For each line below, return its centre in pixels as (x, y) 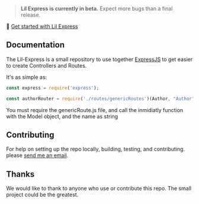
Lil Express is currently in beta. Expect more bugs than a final (97, 9)
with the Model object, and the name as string (62, 116)
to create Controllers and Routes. (46, 65)
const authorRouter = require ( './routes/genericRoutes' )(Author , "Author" (100, 98)
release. (31, 15)
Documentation (36, 45)
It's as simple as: (27, 77)
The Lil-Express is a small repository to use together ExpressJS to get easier (99, 59)
